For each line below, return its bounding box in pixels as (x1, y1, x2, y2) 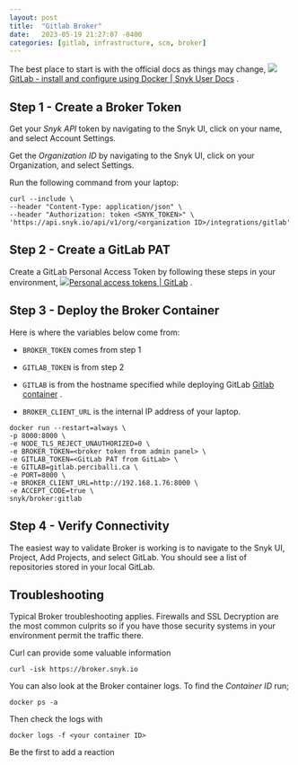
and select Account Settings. (9, 133, 117, 144)
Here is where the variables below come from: (9, 327, 180, 338)
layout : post (9, 13, 58, 22)
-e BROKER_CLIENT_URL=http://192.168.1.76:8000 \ (9, 478, 199, 488)
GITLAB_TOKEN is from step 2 (22, 361, 125, 373)
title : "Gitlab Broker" (9, 22, 102, 31)
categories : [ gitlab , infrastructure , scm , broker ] (9, 38, 206, 48)
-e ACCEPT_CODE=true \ (9, 486, 94, 495)
